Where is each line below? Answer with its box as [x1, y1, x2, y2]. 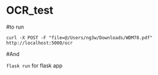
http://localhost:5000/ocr [6, 40, 73, 46]
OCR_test [6, 4, 53, 17]
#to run [6, 23, 24, 30]
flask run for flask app [6, 62, 63, 69]
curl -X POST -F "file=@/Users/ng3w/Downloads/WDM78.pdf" [6, 35, 153, 40]
